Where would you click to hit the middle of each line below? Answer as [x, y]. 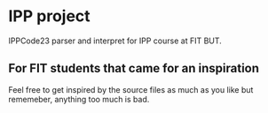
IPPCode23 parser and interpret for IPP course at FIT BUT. [115, 41]
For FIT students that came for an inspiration [134, 68]
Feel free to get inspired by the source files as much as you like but [131, 89]
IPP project [49, 16]
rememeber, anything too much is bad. [79, 99]
